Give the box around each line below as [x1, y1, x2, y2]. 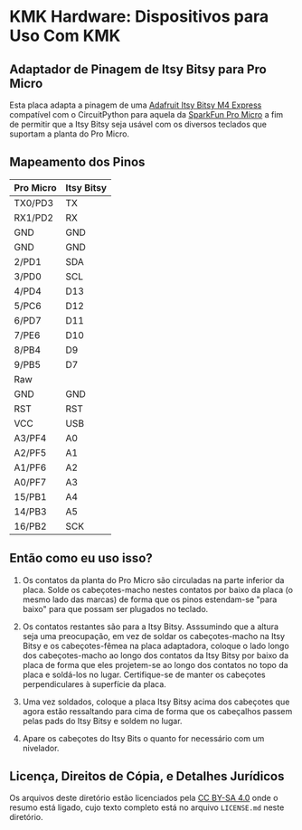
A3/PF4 [14, 431, 47, 444]
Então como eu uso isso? [9, 551, 154, 566]
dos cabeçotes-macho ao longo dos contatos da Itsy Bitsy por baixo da [22, 649, 289, 661]
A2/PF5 [14, 446, 47, 458]
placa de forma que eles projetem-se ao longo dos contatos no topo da [22, 659, 288, 670]
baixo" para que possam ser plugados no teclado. [22, 603, 209, 614]
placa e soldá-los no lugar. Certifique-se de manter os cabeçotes [22, 669, 266, 680]
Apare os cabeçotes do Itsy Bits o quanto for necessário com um [22, 732, 265, 743]
